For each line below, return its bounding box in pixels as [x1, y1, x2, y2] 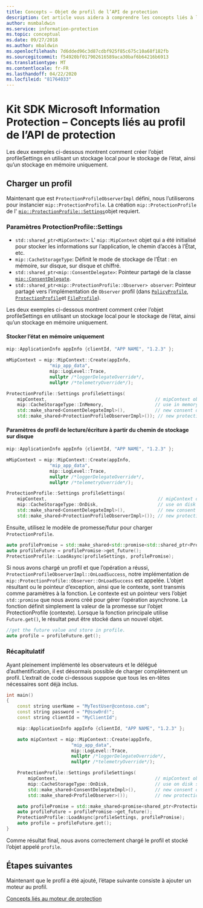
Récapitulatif [6, 647, 45, 656]
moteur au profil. [6, 883, 48, 890]
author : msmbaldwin [6, 20, 56, 26]
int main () [6, 692, 34, 698]
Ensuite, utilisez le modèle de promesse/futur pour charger [6, 524, 153, 531]
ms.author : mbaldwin [6, 43, 59, 49]
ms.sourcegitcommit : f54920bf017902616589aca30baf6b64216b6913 [6, 54, 169, 60]
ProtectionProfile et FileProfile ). [14, 294, 101, 301]
